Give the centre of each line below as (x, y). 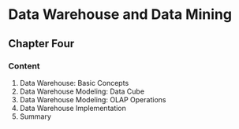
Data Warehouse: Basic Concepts (74, 83)
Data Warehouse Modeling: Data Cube (82, 91)
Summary (35, 116)
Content (24, 66)
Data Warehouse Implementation (73, 108)
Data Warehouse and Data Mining (120, 15)
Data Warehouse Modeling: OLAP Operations (93, 99)
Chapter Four (41, 44)
